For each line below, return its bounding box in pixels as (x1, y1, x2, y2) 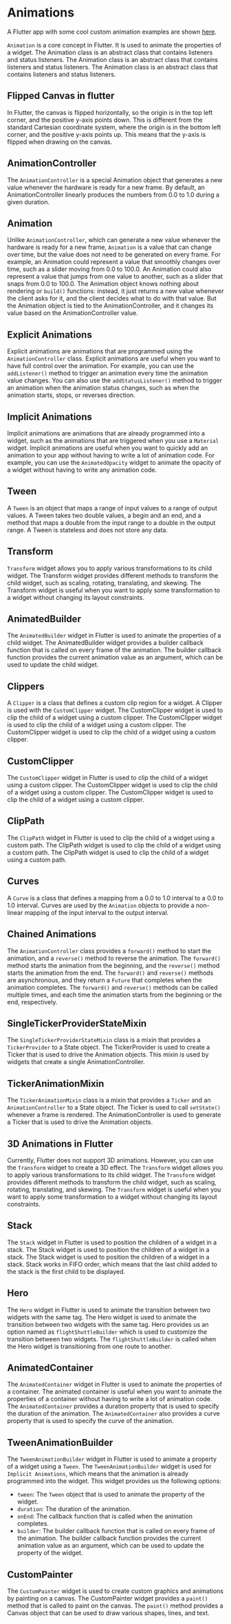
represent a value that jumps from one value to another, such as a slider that (7, 272, 223, 281)
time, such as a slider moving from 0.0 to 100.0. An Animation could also (7, 265, 212, 273)
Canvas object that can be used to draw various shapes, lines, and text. (7, 1609, 210, 1617)
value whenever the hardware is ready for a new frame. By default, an (7, 183, 205, 191)
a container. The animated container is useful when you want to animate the (7, 1387, 222, 1396)
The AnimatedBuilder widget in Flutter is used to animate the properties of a (7, 631, 221, 640)
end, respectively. (7, 997, 58, 1006)
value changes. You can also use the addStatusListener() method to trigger (7, 376, 222, 385)
